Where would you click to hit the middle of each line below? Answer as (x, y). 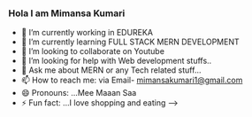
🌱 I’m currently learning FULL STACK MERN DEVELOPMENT (130, 42)
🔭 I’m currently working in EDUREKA (87, 33)
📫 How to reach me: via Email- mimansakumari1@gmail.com (132, 80)
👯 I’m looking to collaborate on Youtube (93, 51)
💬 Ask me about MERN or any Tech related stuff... (111, 70)
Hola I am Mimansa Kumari (67, 13)
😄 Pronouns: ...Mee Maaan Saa (79, 93)
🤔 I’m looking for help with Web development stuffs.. (116, 61)
